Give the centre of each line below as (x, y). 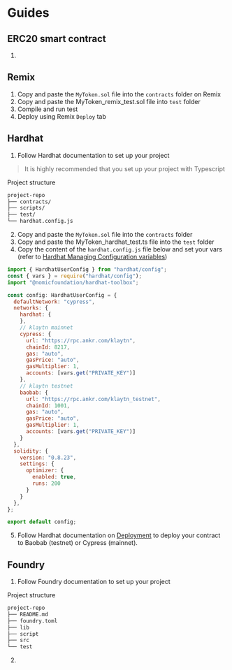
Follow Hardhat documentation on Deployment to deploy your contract (119, 535)
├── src (19, 641)
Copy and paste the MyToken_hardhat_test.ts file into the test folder (116, 242)
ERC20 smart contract (57, 39)
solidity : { (31, 451)
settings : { (37, 464)
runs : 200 (46, 483)
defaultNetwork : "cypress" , (55, 302)
